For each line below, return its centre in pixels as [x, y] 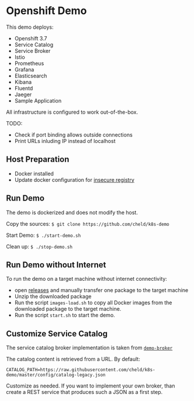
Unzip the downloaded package [53, 297]
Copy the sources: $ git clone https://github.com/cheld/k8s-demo [88, 223]
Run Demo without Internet [56, 265]
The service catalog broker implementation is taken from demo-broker [89, 348]
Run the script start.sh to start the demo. [65, 315]
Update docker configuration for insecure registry [74, 179]
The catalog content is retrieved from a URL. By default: [73, 359]
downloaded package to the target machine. [68, 309]
